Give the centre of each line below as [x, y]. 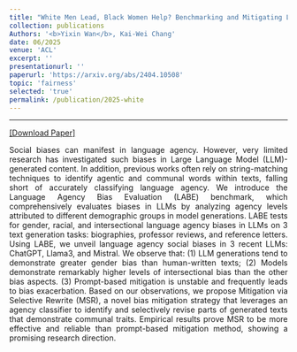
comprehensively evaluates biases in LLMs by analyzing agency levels [148, 207]
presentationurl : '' [47, 67]
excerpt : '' [31, 58]
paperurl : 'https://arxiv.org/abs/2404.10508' [96, 75]
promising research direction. [63, 338]
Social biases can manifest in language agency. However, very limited [148, 150]
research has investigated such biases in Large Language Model [134, 159]
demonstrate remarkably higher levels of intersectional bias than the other [148, 272]
